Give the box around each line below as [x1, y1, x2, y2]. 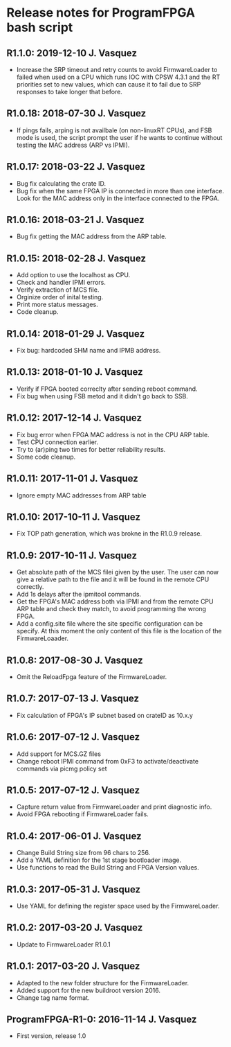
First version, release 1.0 [16, 1032, 86, 1040]
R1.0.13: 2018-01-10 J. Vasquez [6, 366, 143, 378]
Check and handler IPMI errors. [16, 279, 107, 287]
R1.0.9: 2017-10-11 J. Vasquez [6, 549, 138, 561]
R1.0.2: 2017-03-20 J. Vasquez [6, 922, 143, 933]
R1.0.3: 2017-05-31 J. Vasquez [6, 883, 141, 895]
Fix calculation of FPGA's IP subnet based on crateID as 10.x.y [16, 711, 193, 719]
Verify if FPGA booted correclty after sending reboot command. [16, 385, 198, 393]
